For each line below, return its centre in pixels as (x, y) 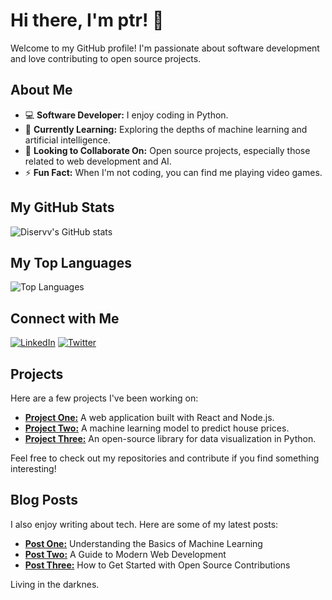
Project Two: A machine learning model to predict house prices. (157, 428)
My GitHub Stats (62, 207)
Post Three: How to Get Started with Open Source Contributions (157, 565)
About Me (41, 90)
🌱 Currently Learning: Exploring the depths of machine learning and (166, 129)
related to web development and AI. (98, 161)
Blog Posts (44, 500)
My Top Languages (71, 262)
